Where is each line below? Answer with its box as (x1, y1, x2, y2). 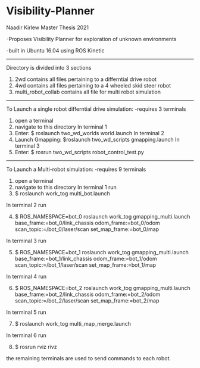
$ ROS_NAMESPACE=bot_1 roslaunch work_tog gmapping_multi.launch (14, 248, 189, 255)
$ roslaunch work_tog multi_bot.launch (14, 189, 110, 197)
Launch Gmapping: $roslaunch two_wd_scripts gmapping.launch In (14, 136, 180, 143)
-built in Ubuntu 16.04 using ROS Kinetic (6, 46, 105, 54)
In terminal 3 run (6, 237, 46, 244)
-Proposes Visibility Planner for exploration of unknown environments (6, 35, 177, 42)
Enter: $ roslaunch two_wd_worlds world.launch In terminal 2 (14, 129, 165, 136)
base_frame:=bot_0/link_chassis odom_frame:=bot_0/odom (14, 219, 161, 226)
